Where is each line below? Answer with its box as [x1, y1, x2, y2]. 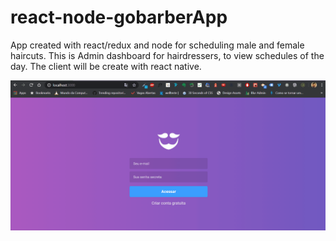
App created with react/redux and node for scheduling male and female [10, 39, 305, 51]
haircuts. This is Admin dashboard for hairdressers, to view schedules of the [10, 49, 325, 61]
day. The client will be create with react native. [10, 60, 202, 72]
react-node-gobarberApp [10, 6, 228, 29]
